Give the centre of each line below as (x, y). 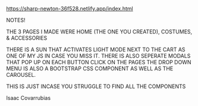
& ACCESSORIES (27, 38)
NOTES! (16, 20)
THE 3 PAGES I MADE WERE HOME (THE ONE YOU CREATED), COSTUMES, (99, 32)
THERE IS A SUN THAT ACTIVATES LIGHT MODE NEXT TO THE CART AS (96, 49)
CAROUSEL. (21, 75)
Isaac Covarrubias (29, 98)
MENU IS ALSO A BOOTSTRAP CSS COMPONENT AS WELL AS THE (90, 68)
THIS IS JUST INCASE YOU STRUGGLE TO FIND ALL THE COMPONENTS (96, 86)
